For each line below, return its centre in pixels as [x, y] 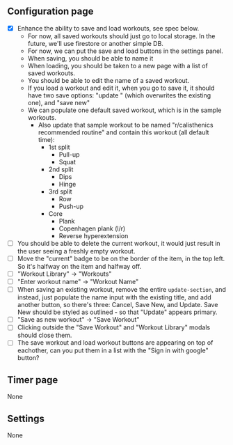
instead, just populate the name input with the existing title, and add [114, 297]
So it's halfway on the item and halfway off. [79, 266]
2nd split [61, 169]
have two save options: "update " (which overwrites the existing [119, 95]
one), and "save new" [59, 102]
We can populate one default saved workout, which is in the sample [124, 110]
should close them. [45, 335]
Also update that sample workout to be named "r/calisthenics [126, 125]
